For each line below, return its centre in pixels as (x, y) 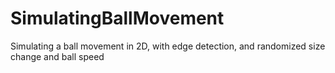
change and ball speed (57, 56)
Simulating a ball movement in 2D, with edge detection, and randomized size (168, 46)
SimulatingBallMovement (117, 18)
